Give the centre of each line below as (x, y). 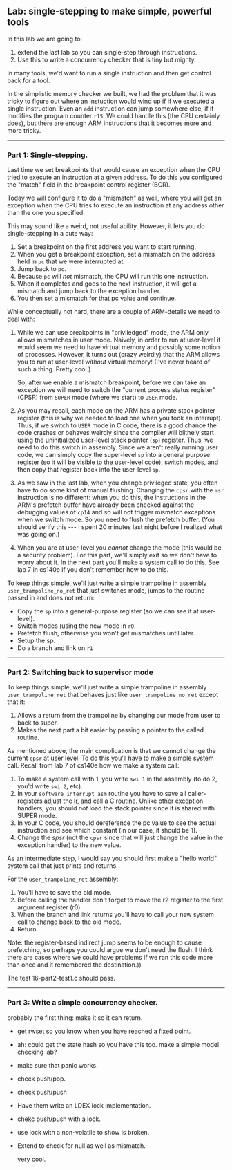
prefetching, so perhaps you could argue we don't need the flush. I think (110, 950)
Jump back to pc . (42, 269)
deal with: (21, 319)
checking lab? (37, 1052)
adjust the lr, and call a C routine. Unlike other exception (124, 801)
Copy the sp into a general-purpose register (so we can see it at (108, 611)
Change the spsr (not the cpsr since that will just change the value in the (120, 838)
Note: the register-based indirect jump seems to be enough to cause (105, 943)
